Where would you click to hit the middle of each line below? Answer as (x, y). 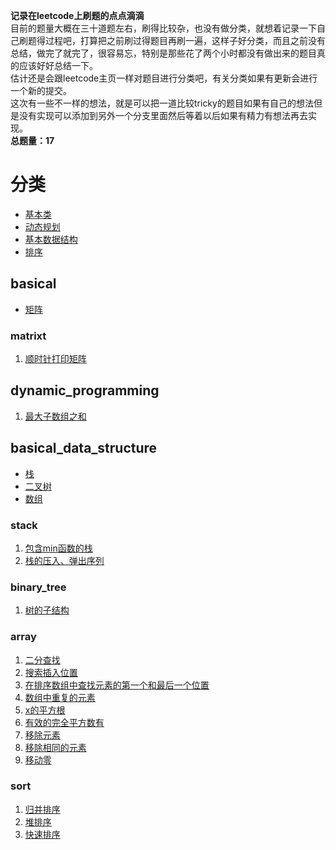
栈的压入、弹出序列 (64, 560)
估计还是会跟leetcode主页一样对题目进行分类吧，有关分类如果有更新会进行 (164, 78)
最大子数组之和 (55, 416)
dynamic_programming (85, 390)
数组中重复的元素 (60, 697)
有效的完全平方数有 (64, 722)
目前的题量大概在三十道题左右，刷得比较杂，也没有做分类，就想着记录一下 (163, 28)
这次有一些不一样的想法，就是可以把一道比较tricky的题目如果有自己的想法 (162, 103)
